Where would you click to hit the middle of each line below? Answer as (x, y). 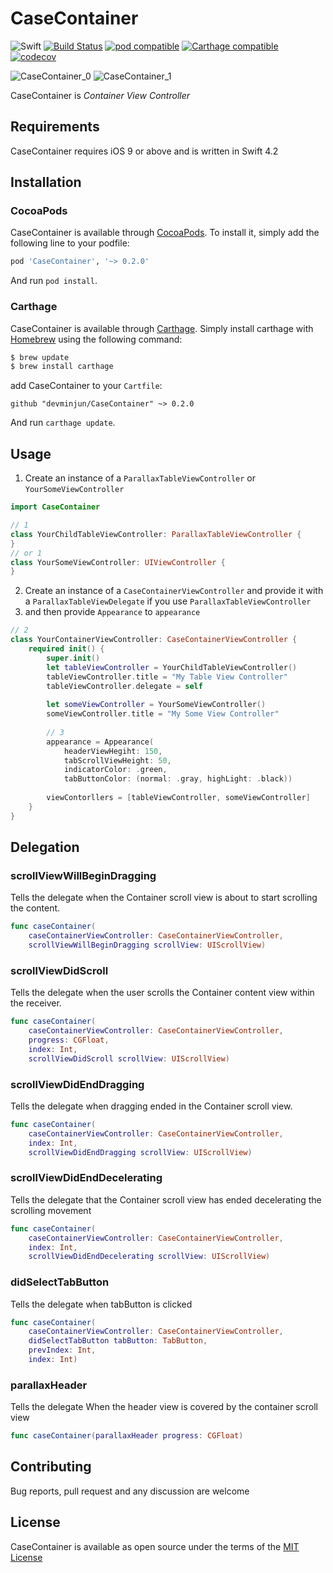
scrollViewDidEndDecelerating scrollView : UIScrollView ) (149, 1257)
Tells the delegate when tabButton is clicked (101, 1304)
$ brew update (40, 357)
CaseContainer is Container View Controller (100, 95)
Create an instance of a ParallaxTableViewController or (140, 478)
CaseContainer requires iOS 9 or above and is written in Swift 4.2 (144, 151)
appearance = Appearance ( (100, 742)
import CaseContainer (55, 507)
